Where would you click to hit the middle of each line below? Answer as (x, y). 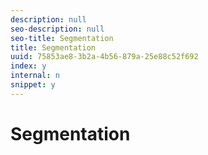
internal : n (35, 76)
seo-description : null (57, 29)
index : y (28, 66)
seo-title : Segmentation (62, 38)
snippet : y (33, 85)
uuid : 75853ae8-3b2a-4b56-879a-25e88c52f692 (104, 57)
